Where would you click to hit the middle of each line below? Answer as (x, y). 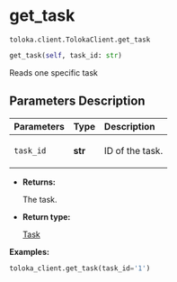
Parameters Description (77, 101)
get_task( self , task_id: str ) (66, 55)
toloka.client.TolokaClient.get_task (80, 40)
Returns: (39, 182)
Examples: (29, 251)
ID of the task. (133, 150)
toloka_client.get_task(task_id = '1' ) (80, 268)
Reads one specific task (54, 72)
